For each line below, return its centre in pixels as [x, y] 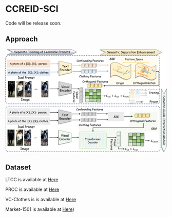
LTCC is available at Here [32, 180]
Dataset [18, 167]
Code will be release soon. [33, 23]
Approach [22, 39]
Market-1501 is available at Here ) [40, 209]
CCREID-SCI [32, 9]
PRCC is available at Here [32, 189]
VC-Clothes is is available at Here [41, 200]
